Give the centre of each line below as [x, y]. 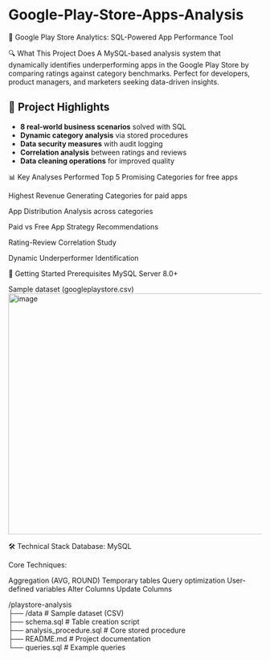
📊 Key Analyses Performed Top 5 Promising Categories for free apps [123, 177]
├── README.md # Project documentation [80, 638]
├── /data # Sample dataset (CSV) [66, 613]
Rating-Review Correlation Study [62, 242]
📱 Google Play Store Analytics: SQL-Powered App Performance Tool [121, 37]
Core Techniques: [38, 564]
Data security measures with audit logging [91, 143]
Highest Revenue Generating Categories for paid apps [98, 196]
